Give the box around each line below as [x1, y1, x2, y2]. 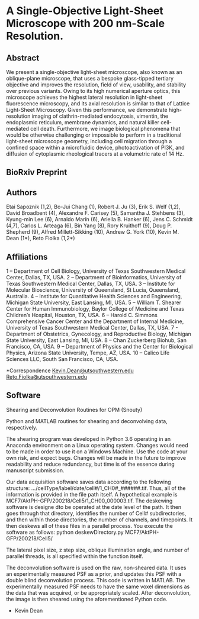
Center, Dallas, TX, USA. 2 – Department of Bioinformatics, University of [6, 274, 182, 281]
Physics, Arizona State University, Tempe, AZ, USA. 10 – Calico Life [6, 349, 170, 356]
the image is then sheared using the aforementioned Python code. [6, 595, 168, 602]
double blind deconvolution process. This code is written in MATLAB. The [6, 576, 185, 583]
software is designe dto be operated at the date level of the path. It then [6, 503, 182, 510]
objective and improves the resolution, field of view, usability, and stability [6, 81, 187, 88]
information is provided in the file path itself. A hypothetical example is [6, 491, 178, 498]
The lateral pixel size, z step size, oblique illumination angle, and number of [6, 546, 190, 553]
